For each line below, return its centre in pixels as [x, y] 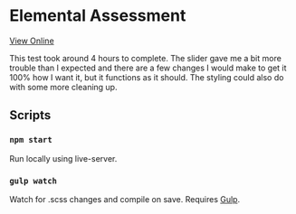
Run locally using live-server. [63, 158]
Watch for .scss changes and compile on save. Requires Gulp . [125, 199]
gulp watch [33, 181]
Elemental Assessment [98, 16]
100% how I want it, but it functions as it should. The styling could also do [147, 77]
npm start [31, 140]
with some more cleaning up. [63, 87]
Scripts [30, 115]
